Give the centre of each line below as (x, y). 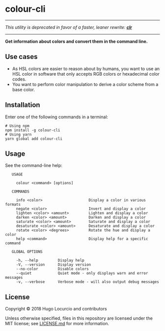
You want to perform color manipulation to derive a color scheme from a (85, 84)
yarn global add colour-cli (34, 138)
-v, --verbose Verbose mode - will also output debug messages (88, 282)
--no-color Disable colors (53, 269)
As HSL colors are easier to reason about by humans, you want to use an (86, 69)
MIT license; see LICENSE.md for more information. (57, 324)
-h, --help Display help (50, 261)
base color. (24, 89)
